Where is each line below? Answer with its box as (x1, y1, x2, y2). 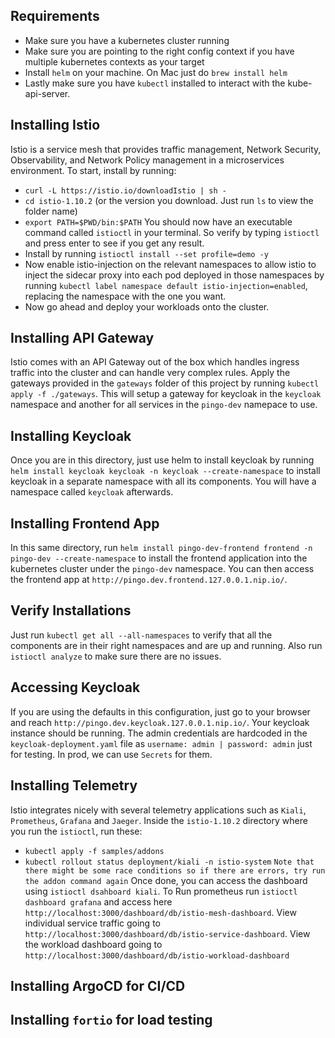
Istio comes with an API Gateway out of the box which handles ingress (10, 356, 300, 368)
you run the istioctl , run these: (10, 825, 143, 837)
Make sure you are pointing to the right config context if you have (24, 45, 295, 57)
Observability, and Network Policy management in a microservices (10, 154, 285, 166)
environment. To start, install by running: (10, 164, 177, 176)
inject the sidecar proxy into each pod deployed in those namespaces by (24, 269, 325, 281)
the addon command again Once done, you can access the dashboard (24, 874, 308, 886)
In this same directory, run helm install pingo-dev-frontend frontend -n (10, 542, 313, 554)
